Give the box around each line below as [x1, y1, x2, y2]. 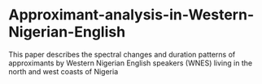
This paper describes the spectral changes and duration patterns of [8, 49, 236, 59]
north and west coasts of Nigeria [8, 66, 119, 76]
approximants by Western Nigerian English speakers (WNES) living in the [8, 58, 253, 68]
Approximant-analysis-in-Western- [8, 6, 255, 24]
